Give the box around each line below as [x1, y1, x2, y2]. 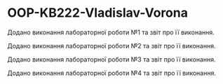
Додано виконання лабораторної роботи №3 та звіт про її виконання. [7, 55, 216, 64]
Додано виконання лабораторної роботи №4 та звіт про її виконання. [7, 69, 216, 77]
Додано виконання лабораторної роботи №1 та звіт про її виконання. [7, 28, 215, 36]
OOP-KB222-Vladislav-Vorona [7, 5, 188, 21]
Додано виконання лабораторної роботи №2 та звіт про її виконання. [7, 41, 216, 50]
